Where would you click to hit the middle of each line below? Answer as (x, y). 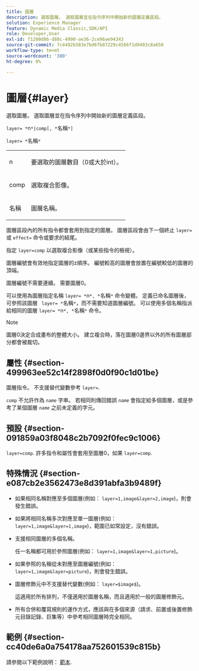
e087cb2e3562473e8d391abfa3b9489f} (84, 483)
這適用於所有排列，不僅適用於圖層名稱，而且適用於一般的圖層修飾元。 (101, 597)
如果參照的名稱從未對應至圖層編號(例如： (65, 564)
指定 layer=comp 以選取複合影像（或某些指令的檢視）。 (72, 250)
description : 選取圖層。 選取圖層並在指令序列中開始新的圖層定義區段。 (85, 17)
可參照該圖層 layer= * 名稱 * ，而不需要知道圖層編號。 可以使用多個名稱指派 (99, 303)
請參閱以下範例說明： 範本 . (39, 662)
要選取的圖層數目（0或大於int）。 (77, 163)
